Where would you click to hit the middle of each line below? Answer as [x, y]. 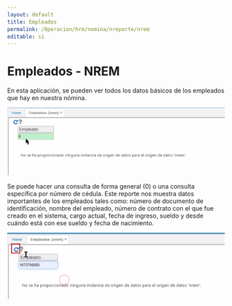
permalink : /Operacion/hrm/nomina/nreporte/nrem [78, 29]
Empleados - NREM [64, 71]
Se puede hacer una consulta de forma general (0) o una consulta [101, 186]
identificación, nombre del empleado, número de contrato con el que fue [110, 208]
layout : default [30, 15]
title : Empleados [32, 22]
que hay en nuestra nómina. [47, 98]
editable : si [26, 37]
